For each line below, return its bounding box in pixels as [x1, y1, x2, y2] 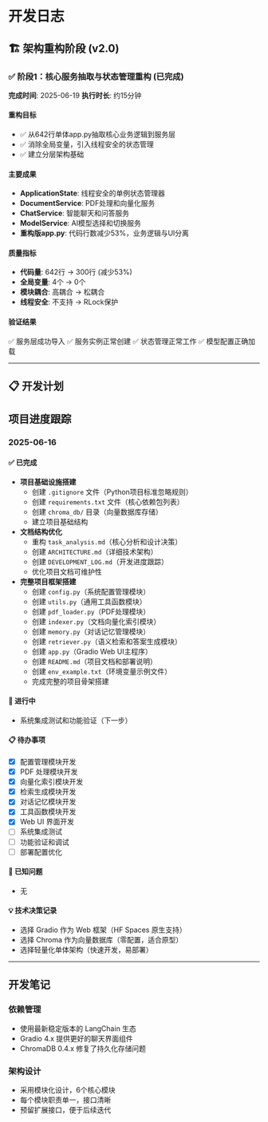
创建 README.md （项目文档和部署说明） [31, 656, 157, 666]
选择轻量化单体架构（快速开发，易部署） [19, 945, 153, 954]
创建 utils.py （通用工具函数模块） [31, 596, 147, 606]
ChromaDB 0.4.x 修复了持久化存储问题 [19, 1043, 146, 1053]
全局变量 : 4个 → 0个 [19, 277, 86, 287]
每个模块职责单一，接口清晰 [19, 1095, 112, 1105]
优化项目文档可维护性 [31, 567, 102, 576]
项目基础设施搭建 [19, 476, 77, 487]
